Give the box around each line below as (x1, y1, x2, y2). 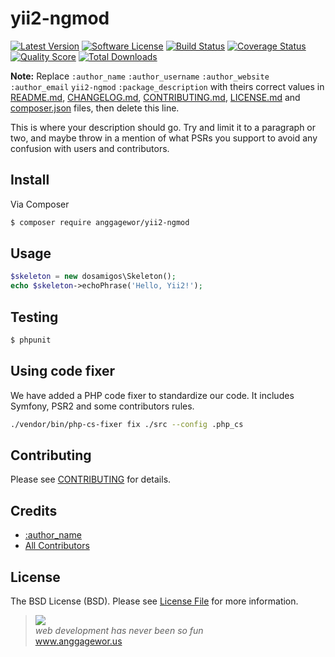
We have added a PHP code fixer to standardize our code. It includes (10, 389, 295, 401)
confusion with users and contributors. (10, 142, 170, 154)
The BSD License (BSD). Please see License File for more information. (10, 595, 299, 607)
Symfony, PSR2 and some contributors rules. (10, 400, 195, 412)
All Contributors (24, 540, 90, 552)
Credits (10, 502, 58, 519)
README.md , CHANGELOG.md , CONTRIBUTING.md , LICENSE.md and (10, 91, 301, 103)
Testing (10, 308, 59, 326)
